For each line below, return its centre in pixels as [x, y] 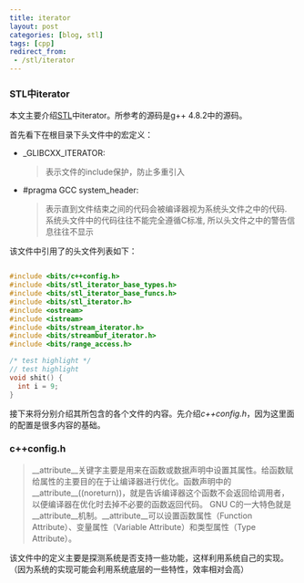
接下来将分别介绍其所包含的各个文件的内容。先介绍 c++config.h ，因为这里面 [152, 413]
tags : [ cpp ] [32, 43]
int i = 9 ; [38, 386]
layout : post [34, 26]
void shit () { [36, 378]
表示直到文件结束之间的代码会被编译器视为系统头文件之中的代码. [166, 209]
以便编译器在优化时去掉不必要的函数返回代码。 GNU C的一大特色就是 [162, 504]
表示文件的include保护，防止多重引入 [115, 172]
